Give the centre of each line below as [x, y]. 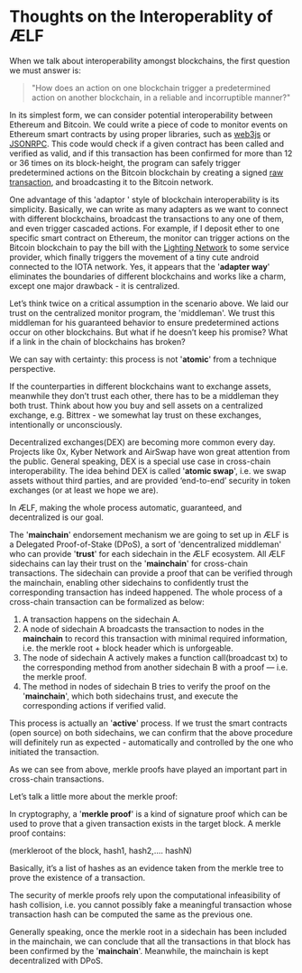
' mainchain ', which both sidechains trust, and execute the [130, 696]
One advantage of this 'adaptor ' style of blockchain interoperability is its [144, 199]
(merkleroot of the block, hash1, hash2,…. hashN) [101, 850]
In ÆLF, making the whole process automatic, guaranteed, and [126, 507]
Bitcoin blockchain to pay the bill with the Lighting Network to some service [150, 247]
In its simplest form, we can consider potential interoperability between [141, 115]
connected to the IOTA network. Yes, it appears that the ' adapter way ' [140, 266]
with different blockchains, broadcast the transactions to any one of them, [146, 218]
